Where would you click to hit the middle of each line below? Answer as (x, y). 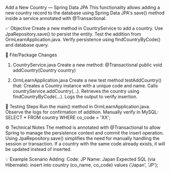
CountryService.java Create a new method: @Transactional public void (87, 65)
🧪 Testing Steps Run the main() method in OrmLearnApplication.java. (78, 107)
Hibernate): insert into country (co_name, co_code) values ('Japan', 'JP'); (82, 165)
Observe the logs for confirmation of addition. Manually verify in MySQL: (82, 112)
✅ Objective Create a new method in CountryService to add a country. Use (84, 28)
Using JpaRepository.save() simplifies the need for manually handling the (82, 138)
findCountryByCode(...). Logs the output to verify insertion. (75, 97)
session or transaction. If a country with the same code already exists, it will (85, 144)
